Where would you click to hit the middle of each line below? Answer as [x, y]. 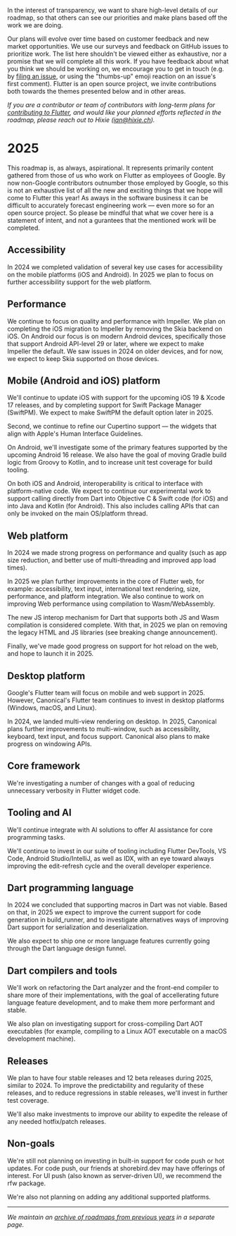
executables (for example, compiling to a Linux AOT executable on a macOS [117, 1032]
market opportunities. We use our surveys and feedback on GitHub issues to [118, 46]
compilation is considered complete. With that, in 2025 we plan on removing [118, 625]
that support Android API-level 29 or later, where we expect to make [106, 343]
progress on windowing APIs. [50, 744]
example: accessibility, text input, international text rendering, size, [104, 589]
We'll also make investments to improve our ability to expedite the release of [118, 1114]
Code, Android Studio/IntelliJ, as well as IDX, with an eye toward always [111, 858]
